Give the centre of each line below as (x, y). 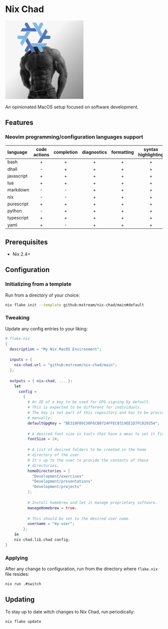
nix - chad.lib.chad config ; (42, 540)
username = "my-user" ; (51, 524)
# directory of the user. (54, 455)
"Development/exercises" (58, 476)
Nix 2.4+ (21, 254)
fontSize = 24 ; (43, 439)
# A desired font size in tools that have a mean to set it (91, 434)
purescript (18, 204)
